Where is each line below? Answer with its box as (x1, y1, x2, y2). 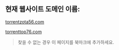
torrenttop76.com (5, 29, 42, 35)
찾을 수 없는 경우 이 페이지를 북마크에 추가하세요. (17, 39, 114, 45)
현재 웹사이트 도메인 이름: (5, 5, 80, 14)
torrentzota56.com (5, 18, 45, 24)
